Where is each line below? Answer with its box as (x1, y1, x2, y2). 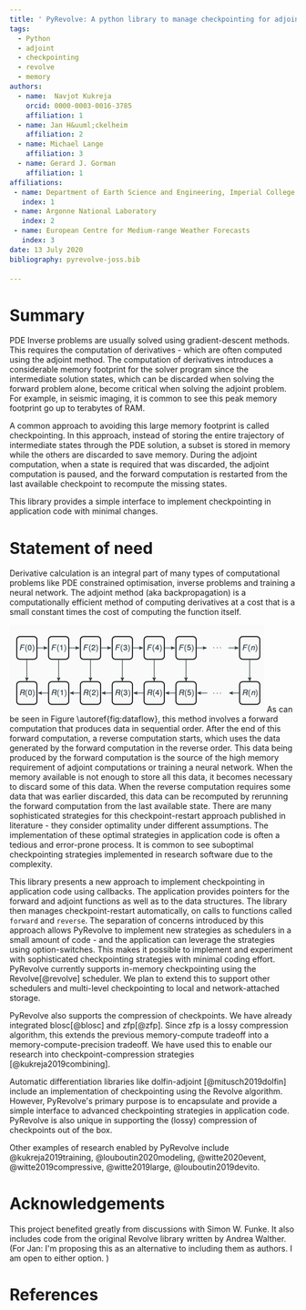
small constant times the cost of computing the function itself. (9, 607, 241, 618)
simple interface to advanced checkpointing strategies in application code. (9, 1105, 290, 1116)
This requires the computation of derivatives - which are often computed (9, 344, 282, 355)
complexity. (9, 859, 53, 870)
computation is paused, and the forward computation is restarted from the (9, 469, 289, 480)
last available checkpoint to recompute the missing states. (9, 478, 228, 489)
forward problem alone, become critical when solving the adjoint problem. (9, 384, 287, 394)
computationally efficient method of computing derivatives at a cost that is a (9, 597, 296, 608)
